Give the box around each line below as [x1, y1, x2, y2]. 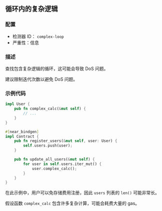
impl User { [5, 101, 30, 106]
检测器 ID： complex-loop [12, 33, 64, 39]
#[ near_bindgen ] [5, 129, 39, 134]
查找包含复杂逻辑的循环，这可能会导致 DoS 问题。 [5, 65, 108, 71]
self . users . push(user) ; [23, 143, 72, 148]
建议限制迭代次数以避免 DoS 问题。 [5, 76, 78, 82]
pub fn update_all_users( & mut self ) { [14, 157, 95, 162]
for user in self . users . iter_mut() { [23, 161, 101, 166]
